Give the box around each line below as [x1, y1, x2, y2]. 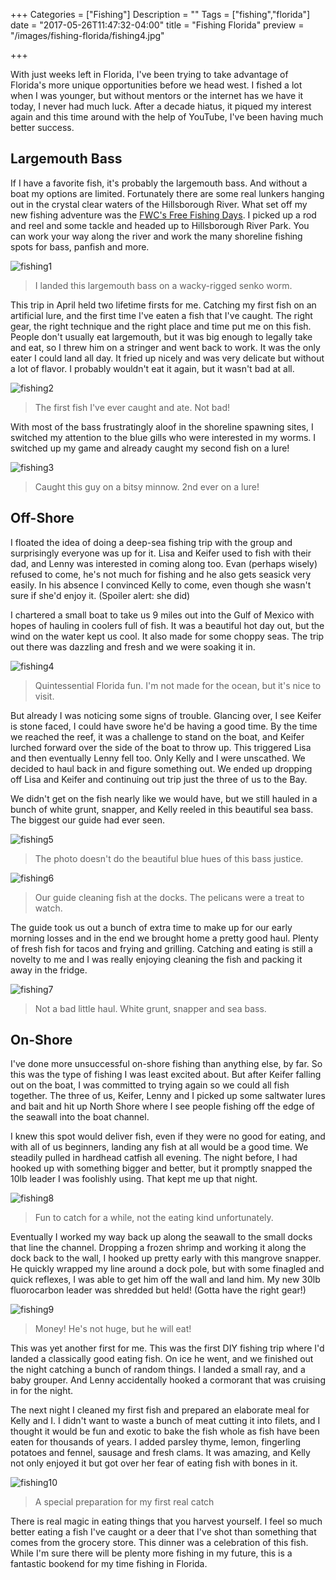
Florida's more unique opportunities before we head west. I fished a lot [10, 79, 303, 91]
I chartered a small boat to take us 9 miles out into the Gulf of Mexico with [10, 609, 315, 621]
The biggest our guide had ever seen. [10, 814, 165, 826]
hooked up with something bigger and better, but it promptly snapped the [10, 1162, 313, 1174]
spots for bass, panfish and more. [10, 240, 150, 253]
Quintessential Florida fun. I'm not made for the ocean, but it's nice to [34, 679, 322, 691]
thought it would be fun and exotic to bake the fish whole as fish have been [10, 1425, 320, 1438]
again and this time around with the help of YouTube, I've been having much [10, 111, 324, 123]
